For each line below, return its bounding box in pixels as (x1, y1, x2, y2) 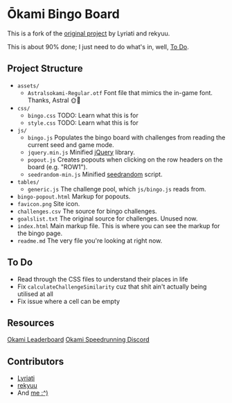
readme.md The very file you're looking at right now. (17, 236, 163, 245)
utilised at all (17, 289, 53, 298)
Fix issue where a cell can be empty (17, 297, 120, 305)
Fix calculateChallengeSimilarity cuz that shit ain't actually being (17, 282, 207, 291)
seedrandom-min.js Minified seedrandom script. (27, 170, 163, 178)
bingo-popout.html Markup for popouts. (17, 192, 131, 200)
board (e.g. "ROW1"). (27, 162, 88, 171)
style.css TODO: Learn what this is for (27, 118, 139, 127)
